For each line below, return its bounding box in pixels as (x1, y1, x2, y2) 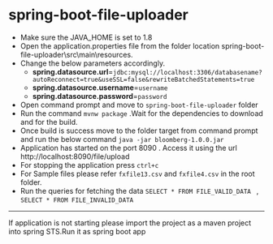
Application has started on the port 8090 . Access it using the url (19, 143, 237, 152)
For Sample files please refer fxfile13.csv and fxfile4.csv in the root (19, 169, 255, 178)
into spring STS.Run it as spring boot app (8, 226, 146, 236)
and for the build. (19, 117, 79, 126)
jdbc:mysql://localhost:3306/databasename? (112, 68, 262, 76)
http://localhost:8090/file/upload (19, 152, 130, 161)
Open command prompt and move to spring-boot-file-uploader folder (19, 100, 258, 109)
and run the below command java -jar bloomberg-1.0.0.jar (19, 134, 224, 143)
